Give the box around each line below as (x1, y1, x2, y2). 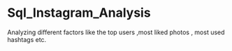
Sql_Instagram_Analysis (7, 5, 152, 21)
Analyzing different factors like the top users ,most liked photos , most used (7, 28, 225, 36)
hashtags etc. (7, 35, 47, 43)
